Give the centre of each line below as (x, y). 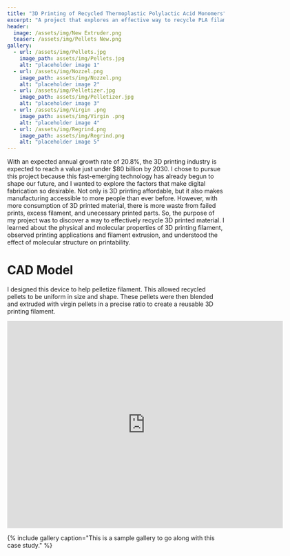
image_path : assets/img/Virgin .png (72, 116)
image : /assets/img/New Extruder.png (68, 33)
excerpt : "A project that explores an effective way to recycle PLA (107, 20)
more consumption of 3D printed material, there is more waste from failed (112, 206)
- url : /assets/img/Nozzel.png (58, 71)
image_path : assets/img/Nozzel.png (71, 78)
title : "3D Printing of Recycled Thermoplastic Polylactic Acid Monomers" (117, 13)
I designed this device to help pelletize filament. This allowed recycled (106, 289)
